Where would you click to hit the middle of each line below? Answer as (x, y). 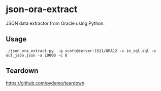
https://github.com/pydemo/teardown (45, 83)
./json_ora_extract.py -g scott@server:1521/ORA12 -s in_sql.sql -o (81, 51)
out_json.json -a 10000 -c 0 (37, 55)
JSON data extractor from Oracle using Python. (55, 23)
